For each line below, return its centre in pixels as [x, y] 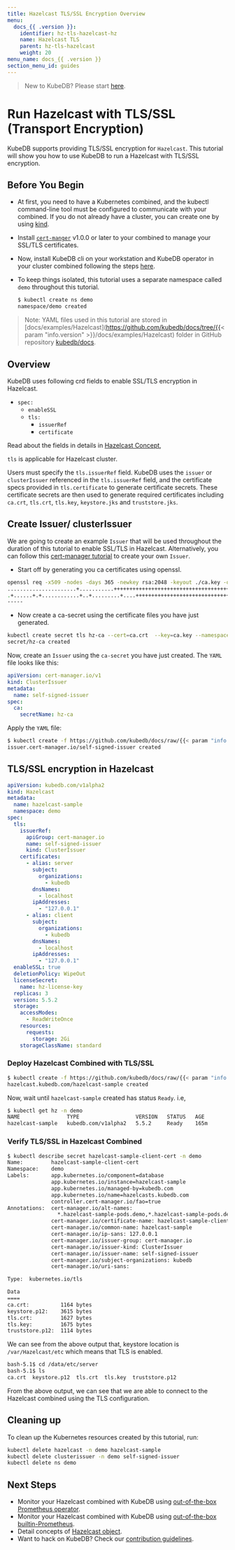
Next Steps [32, 1485]
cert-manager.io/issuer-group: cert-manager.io [122, 1240]
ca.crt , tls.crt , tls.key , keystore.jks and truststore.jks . [93, 502]
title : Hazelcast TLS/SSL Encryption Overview [76, 14]
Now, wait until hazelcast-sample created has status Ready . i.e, [97, 1098]
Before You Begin [46, 185]
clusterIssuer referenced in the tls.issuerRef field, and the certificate [109, 479]
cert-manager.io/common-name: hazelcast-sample [122, 1228]
